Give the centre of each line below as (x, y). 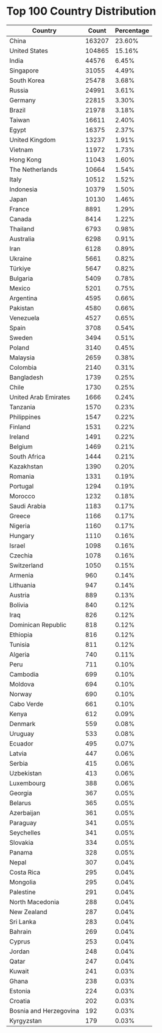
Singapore (24, 70)
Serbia (19, 763)
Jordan (19, 951)
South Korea (27, 80)
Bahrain (20, 931)
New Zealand (28, 912)
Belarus (20, 803)
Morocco (22, 496)
